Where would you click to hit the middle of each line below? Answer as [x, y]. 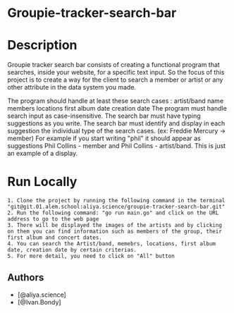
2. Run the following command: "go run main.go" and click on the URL [113, 213]
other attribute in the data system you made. [72, 87]
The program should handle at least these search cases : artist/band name [116, 101]
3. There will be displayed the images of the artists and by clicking [115, 226]
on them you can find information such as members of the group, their [115, 232]
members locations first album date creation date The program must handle [117, 109]
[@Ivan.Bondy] [39, 302]
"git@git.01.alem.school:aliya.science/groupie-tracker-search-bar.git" [116, 207]
